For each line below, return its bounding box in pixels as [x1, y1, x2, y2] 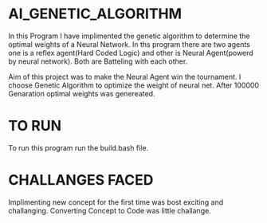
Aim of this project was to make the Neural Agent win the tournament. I [8, 72, 241, 81]
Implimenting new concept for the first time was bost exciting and [8, 197, 224, 207]
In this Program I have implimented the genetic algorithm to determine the [8, 31, 250, 41]
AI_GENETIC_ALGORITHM [8, 5, 182, 23]
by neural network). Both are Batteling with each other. [8, 57, 188, 66]
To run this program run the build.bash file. [8, 143, 149, 152]
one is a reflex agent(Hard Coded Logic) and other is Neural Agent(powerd [8, 48, 253, 57]
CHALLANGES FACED [8, 171, 154, 190]
